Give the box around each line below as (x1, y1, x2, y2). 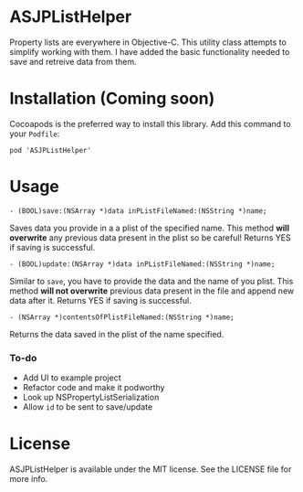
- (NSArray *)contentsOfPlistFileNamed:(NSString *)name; (9, 313, 235, 322)
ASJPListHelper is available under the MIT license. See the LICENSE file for (9, 464, 292, 475)
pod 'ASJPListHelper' (9, 145, 92, 155)
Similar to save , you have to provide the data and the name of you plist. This (9, 275, 294, 286)
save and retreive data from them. (9, 56, 137, 67)
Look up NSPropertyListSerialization (22, 391, 160, 403)
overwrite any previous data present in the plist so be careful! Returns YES (9, 231, 291, 243)
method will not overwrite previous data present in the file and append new (9, 285, 295, 296)
